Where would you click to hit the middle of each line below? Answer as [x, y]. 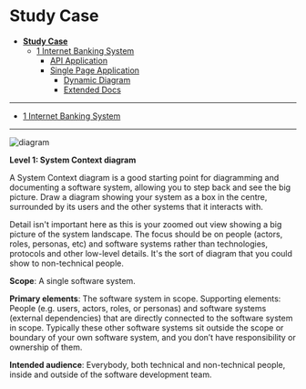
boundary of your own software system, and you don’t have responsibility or [153, 337]
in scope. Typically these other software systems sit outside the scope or [147, 327]
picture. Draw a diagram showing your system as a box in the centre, [138, 196]
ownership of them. [46, 347]
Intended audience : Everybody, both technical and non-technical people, [148, 364]
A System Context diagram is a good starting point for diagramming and [144, 177]
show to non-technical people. [67, 263]
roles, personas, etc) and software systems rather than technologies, [139, 244]
